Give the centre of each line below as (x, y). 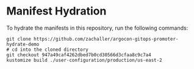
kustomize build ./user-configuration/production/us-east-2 (84, 60)
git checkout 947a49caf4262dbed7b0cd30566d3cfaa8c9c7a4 (79, 55)
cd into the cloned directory (50, 50)
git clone (19, 39)
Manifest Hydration (56, 11)
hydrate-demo (23, 44)
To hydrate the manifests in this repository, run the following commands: (97, 28)
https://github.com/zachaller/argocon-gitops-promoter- (106, 39)
